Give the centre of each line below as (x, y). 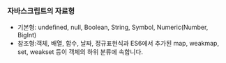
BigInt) (27, 35)
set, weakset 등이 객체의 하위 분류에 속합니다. (80, 52)
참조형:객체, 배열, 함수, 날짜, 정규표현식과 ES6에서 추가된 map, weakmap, (118, 44)
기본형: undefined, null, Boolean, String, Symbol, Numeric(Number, (113, 27)
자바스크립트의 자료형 (41, 10)
